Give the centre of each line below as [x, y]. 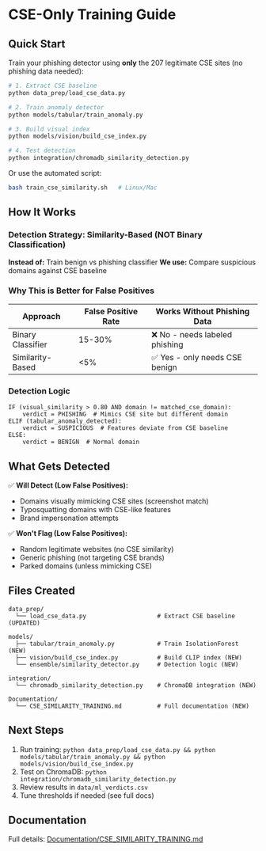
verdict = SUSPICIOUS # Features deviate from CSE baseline [125, 428]
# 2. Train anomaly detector [56, 107]
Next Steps [36, 730]
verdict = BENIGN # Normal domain [81, 442]
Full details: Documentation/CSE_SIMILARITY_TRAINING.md [106, 839]
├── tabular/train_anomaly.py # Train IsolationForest [127, 644]
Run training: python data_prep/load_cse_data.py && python [118, 749]
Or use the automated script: [55, 173]
